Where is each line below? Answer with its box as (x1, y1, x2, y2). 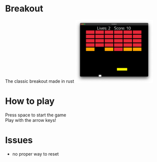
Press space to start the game (5, 112, 67, 118)
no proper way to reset (12, 151, 59, 157)
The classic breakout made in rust (5, 78, 75, 84)
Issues (5, 135, 33, 146)
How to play (5, 96, 55, 107)
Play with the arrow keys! (5, 117, 56, 123)
